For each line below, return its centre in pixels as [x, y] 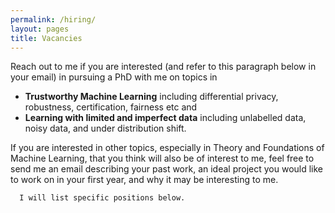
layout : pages [40, 29]
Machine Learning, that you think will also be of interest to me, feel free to [162, 158]
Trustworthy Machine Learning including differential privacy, [151, 97]
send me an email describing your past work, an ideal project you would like [167, 169]
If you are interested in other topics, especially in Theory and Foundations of [167, 148]
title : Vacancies [46, 38]
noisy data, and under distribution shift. [105, 128]
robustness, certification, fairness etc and [111, 107]
